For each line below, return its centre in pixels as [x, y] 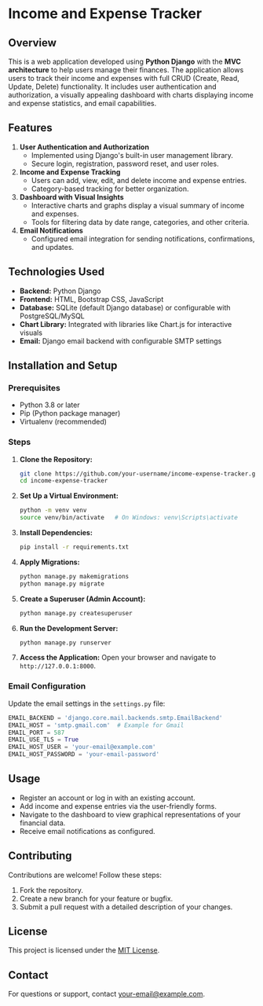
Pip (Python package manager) [70, 413]
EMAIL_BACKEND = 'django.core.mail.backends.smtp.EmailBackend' [115, 718]
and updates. [53, 247]
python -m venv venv [53, 510]
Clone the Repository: [56, 459]
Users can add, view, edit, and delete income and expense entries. [139, 180]
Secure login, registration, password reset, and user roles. [125, 163]
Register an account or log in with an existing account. [108, 798]
